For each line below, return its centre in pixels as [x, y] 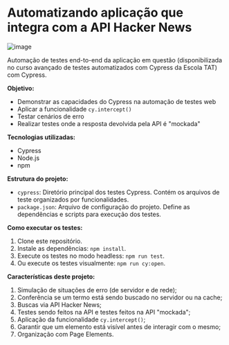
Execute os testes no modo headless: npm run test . [91, 256]
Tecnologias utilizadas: [42, 137]
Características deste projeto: [51, 276]
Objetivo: [21, 88]
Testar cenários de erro [51, 116]
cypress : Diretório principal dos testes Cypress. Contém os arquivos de [118, 192]
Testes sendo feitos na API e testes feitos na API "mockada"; [104, 312]
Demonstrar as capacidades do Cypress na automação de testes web [117, 101]
